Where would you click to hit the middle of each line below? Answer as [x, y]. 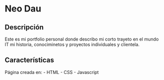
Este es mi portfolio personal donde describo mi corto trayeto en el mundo [82, 39]
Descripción [24, 27]
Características [29, 60]
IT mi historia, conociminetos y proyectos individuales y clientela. [72, 44]
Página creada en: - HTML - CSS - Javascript [52, 72]
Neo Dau [23, 9]
